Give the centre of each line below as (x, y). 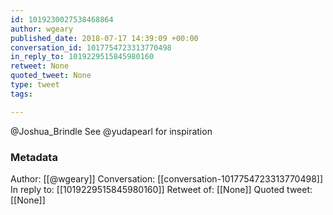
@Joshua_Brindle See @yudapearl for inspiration (111, 131)
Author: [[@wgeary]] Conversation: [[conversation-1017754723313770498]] (167, 178)
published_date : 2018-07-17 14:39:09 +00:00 (104, 38)
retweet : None (40, 66)
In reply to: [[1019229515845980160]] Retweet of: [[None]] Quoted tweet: (161, 189)
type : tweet (35, 85)
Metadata (34, 157)
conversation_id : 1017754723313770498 (91, 47)
